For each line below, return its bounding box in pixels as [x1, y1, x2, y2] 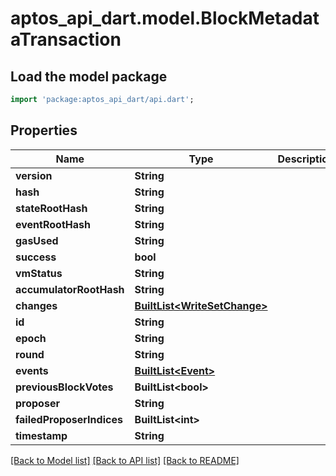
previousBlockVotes [15, 380, 114, 394]
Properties [10, 122, 78, 139]
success [15, 250, 57, 264]
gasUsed [15, 233, 59, 247]
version [15, 168, 53, 182]
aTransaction [10, 28, 122, 51]
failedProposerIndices [15, 412, 123, 426]
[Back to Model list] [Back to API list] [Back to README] [10, 454, 240, 466]
